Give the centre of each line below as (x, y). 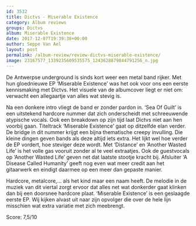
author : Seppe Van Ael (34, 44)
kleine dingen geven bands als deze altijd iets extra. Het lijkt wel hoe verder (97, 138)
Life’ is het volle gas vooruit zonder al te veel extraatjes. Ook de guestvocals (98, 150)
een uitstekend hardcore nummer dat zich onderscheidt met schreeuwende (97, 113)
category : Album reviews (36, 22)
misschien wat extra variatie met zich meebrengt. (66, 206)
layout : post (22, 50)
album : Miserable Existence (40, 33)
